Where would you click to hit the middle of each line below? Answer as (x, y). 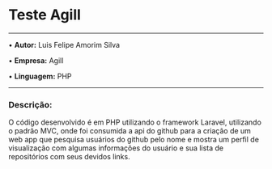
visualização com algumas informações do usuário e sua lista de (116, 148)
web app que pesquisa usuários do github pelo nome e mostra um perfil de (134, 140)
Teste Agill (45, 15)
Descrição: (30, 104)
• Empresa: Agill (36, 60)
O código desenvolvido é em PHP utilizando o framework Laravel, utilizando (135, 122)
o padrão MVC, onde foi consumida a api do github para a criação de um (130, 131)
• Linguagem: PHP (40, 76)
